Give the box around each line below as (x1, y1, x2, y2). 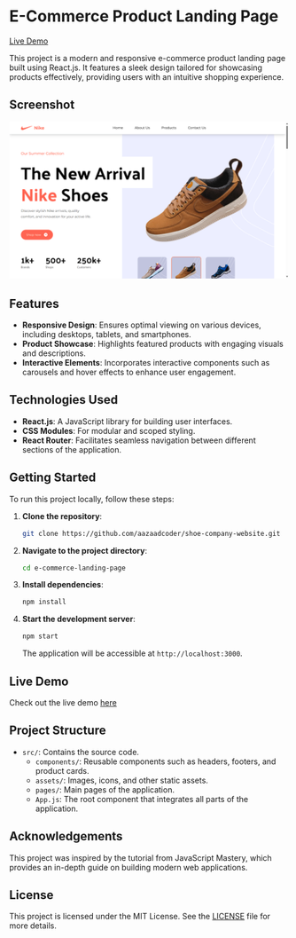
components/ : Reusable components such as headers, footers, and (35, 756, 277, 767)
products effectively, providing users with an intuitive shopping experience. (9, 71, 284, 82)
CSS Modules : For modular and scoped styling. (21, 425, 196, 436)
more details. (9, 920, 58, 931)
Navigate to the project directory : (21, 545, 148, 556)
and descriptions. (21, 348, 86, 359)
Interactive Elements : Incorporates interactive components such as (21, 358, 270, 368)
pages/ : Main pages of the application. (35, 784, 175, 795)
